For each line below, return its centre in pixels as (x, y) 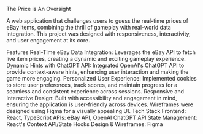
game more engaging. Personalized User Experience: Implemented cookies (102, 78)
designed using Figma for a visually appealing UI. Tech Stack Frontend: (96, 111)
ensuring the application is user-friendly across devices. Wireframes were (100, 104)
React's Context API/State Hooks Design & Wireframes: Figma (85, 124)
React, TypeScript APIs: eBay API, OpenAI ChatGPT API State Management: (102, 117)
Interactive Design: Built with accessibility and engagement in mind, (92, 98)
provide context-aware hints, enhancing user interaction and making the (98, 72)
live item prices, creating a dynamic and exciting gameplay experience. (96, 59)
